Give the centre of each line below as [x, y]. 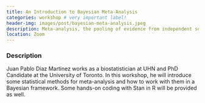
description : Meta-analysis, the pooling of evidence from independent [99, 29]
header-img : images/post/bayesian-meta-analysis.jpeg [76, 23]
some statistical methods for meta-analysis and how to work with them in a [101, 82]
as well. [16, 95]
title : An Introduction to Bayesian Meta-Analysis [72, 12]
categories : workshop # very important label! [67, 18]
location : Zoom [26, 35]
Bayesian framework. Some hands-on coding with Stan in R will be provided [102, 88]
